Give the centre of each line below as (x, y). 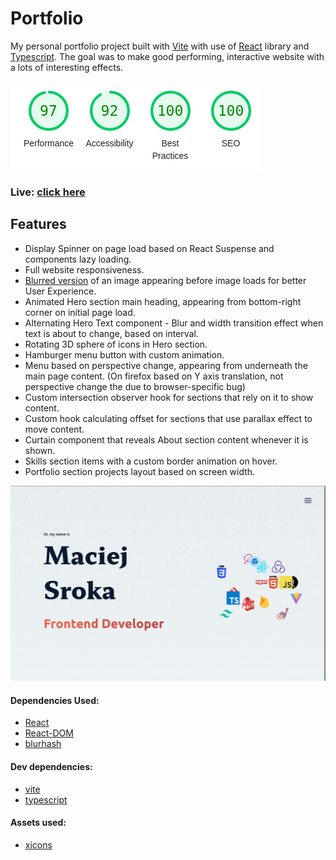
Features (38, 224)
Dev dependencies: (51, 766)
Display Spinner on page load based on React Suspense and (149, 248)
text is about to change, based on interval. (111, 333)
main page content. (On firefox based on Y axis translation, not (154, 376)
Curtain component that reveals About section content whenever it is (166, 439)
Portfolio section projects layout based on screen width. (140, 471)
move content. (54, 429)
